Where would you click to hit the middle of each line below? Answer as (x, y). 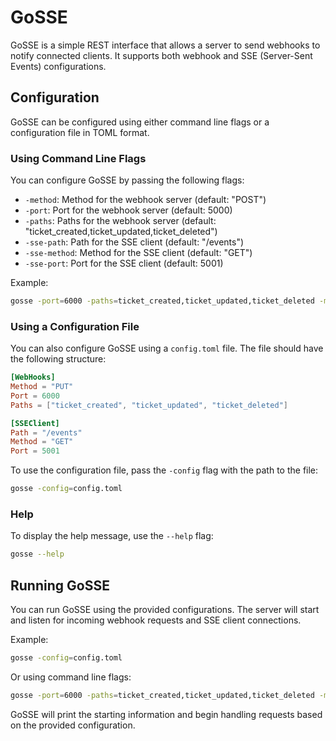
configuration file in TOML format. (80, 132)
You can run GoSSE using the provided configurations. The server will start (165, 610)
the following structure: (58, 359)
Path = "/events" (46, 432)
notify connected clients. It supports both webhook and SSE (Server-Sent (161, 55)
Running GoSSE (60, 585)
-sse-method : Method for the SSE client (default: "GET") (138, 253)
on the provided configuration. (73, 725)
